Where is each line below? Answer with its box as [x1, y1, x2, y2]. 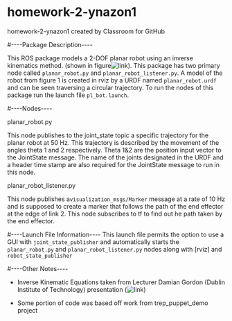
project [17, 306, 38, 314]
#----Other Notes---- [7, 264, 69, 272]
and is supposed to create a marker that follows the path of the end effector [7, 202, 224, 210]
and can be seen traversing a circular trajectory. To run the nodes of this [7, 83, 214, 92]
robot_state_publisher [7, 252, 73, 259]
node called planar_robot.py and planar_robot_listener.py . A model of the [7, 69, 223, 77]
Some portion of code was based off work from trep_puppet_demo [17, 299, 208, 307]
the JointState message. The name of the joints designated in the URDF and [7, 153, 224, 162]
